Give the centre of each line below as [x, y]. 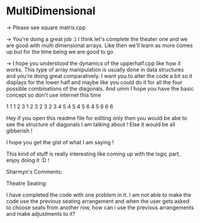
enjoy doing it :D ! [28, 160]
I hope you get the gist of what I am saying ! [60, 142]
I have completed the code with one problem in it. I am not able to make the [99, 194]
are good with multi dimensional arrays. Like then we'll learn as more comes [99, 45]
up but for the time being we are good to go [60, 51]
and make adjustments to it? [41, 213]
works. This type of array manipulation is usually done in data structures [95, 69]
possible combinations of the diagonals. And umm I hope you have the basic [100, 88]
